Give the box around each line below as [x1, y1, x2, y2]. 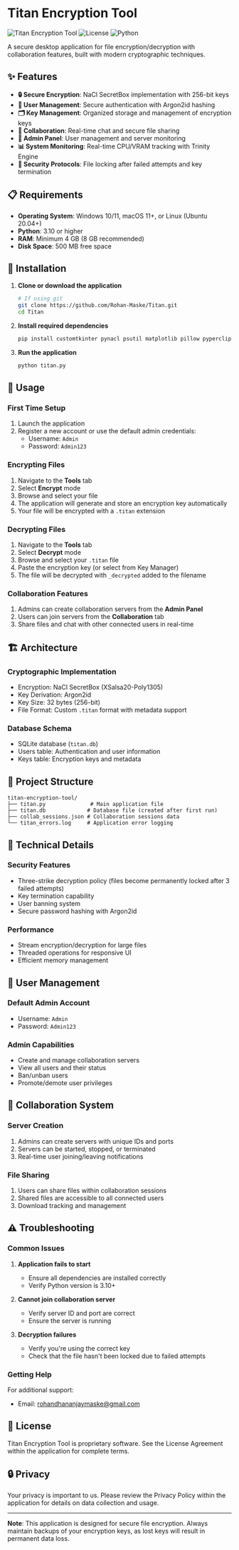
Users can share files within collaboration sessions [17, 1187, 167, 1195]
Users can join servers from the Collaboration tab [17, 613, 165, 621]
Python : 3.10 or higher [17, 226, 83, 235]
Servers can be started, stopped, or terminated [17, 1144, 156, 1153]
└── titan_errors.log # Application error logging [7, 820, 174, 827]
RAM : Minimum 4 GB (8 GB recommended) [17, 234, 144, 243]
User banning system [17, 899, 80, 907]
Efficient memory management [17, 956, 109, 965]
